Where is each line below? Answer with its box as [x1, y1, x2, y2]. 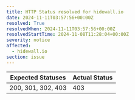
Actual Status [72, 73, 113, 82]
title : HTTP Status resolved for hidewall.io [6, 8, 123, 15]
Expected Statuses [10, 73, 66, 82]
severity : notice [6, 37, 50, 43]
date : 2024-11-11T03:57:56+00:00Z [6, 15, 94, 21]
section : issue [6, 54, 45, 60]
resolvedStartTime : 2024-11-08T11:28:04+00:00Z [6, 32, 130, 38]
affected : [6, 43, 32, 49]
